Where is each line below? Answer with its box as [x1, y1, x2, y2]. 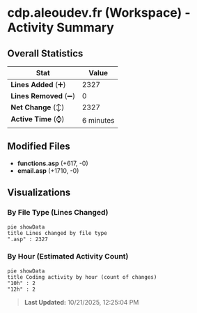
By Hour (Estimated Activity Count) [7, 252, 129, 261]
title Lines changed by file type [7, 229, 108, 236]
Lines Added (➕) [10, 80, 66, 89]
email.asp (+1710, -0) [17, 166, 79, 175]
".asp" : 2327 [7, 236, 49, 243]
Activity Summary [7, 20, 115, 36]
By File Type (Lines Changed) [7, 208, 109, 217]
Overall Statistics [7, 47, 84, 59]
